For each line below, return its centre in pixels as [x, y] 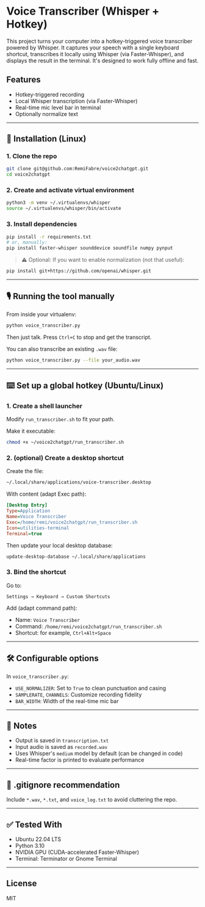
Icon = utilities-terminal [38, 528]
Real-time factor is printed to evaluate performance [80, 760]
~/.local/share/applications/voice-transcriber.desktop [79, 482]
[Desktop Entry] [27, 505]
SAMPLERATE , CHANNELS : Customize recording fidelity [78, 695]
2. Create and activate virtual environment [70, 190]
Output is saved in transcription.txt [62, 740]
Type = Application [28, 511]
